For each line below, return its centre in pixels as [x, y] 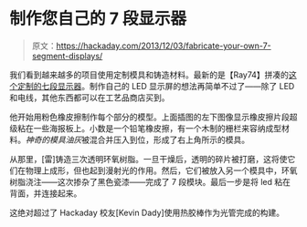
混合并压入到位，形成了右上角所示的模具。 [169, 139]
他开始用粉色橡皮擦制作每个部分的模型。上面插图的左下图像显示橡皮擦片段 [149, 117]
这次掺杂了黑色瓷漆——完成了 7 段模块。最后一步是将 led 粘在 [174, 181]
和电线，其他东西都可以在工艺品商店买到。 [90, 98]
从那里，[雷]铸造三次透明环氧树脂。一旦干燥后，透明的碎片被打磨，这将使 [148, 159]
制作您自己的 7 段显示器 [98, 19]
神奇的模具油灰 [54, 139]
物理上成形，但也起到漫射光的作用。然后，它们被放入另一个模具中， [153, 170]
